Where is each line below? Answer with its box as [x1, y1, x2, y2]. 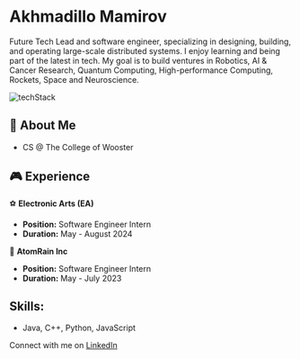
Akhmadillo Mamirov [9, 6, 168, 27]
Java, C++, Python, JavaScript [22, 322, 137, 334]
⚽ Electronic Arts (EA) [9, 198, 94, 209]
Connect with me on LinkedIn [9, 340, 119, 351]
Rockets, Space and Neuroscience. [9, 74, 139, 85]
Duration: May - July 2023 [22, 273, 122, 283]
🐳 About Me [9, 118, 76, 133]
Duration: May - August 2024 [22, 228, 133, 239]
